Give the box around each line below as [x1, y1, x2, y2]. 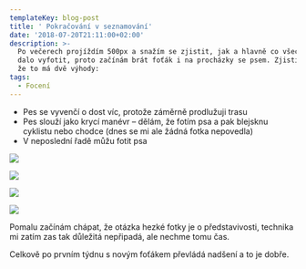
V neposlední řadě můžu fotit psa [22, 135, 148, 146]
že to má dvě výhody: [17, 65, 100, 74]
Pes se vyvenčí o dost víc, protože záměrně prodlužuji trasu [22, 106, 248, 117]
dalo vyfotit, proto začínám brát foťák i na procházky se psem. [17, 56, 271, 65]
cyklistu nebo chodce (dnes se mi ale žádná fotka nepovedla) [22, 125, 253, 137]
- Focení [17, 81, 51, 90]
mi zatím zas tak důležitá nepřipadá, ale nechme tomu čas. [9, 231, 230, 242]
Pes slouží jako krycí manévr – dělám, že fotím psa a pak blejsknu [22, 116, 269, 127]
